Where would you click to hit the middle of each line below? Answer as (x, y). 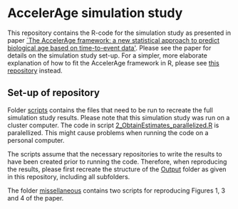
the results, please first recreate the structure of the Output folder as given (117, 169)
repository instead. (35, 70)
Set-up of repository (53, 93)
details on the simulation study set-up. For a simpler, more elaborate (108, 55)
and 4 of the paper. (36, 198)
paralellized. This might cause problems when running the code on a (108, 132)
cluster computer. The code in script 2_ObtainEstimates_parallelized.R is (113, 125)
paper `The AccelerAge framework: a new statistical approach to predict (113, 40)
